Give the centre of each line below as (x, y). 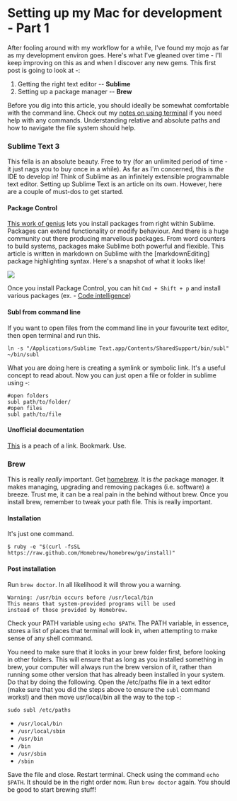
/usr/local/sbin (41, 731)
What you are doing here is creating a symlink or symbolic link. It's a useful (117, 368)
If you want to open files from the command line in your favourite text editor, (118, 328)
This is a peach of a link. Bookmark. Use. (67, 445)
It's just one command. (41, 534)
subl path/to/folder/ (39, 402)
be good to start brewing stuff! (52, 789)
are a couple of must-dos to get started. (65, 192)
